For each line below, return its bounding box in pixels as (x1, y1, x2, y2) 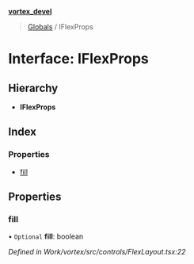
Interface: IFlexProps (8, 50, 149, 68)
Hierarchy (8, 81, 59, 94)
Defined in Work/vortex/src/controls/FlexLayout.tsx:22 (8, 247, 186, 257)
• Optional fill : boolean (8, 231, 84, 241)
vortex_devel (8, 7, 52, 16)
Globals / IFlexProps (27, 22, 93, 31)
